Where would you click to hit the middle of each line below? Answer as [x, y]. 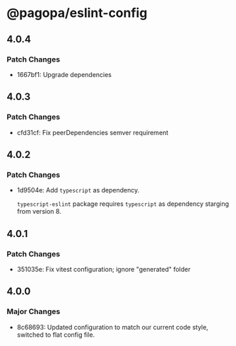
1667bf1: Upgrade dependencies [64, 74]
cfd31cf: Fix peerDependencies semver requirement [93, 132]
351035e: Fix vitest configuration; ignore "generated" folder [104, 269]
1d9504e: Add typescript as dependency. [78, 190]
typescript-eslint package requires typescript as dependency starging [123, 204]
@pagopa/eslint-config [77, 13]
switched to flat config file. [56, 335]
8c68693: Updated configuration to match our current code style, [113, 327]
